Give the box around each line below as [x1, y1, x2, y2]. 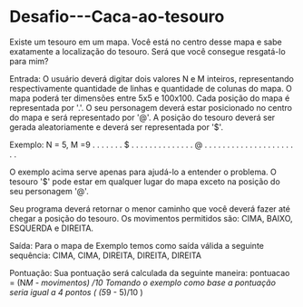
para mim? [9, 55, 49, 66]
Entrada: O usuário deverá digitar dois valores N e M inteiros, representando [9, 73, 295, 84]
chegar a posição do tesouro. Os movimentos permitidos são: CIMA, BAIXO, [9, 213, 293, 223]
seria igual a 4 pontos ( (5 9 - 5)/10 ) [9, 286, 143, 297]
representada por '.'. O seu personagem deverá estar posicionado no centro [9, 102, 293, 113]
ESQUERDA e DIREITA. [9, 223, 93, 233]
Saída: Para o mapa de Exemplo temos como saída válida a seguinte [9, 240, 265, 251]
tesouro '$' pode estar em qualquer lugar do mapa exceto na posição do [9, 175, 281, 187]
